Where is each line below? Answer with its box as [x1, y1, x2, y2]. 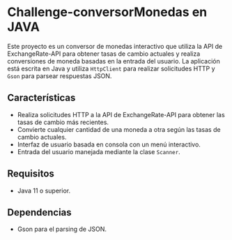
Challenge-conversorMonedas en [7, 4, 208, 20]
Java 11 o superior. [17, 186, 71, 195]
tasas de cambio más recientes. [17, 118, 109, 126]
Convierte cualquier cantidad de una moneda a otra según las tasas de [17, 125, 221, 133]
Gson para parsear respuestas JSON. [7, 71, 112, 80]
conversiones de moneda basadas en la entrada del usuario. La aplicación [7, 57, 221, 65]
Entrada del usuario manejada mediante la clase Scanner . [17, 147, 180, 156]
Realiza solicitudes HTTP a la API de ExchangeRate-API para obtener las [17, 110, 225, 119]
